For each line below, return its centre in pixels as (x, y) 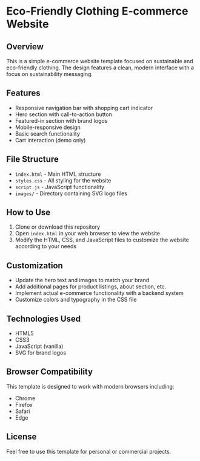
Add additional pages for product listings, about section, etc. (91, 286)
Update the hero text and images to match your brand (82, 280)
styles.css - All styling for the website (63, 180)
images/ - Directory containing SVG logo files (71, 193)
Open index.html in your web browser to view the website (88, 234)
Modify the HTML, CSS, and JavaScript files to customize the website (102, 240)
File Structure (32, 159)
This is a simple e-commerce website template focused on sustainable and (100, 61)
